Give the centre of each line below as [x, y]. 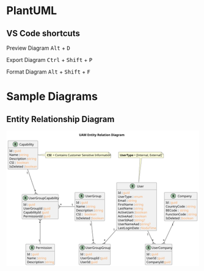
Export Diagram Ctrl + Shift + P [49, 60]
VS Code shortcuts [43, 33]
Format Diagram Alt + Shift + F [48, 72]
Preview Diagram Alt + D [38, 48]
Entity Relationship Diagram [60, 119]
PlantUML [32, 11]
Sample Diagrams [52, 97]
